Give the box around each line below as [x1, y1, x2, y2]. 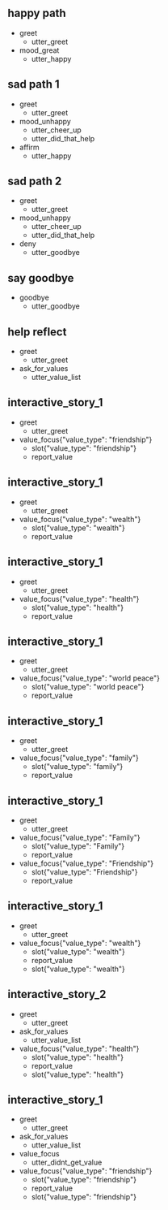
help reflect [7, 325, 67, 339]
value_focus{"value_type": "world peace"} [19, 673, 161, 683]
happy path [7, 6, 66, 20]
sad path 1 [7, 77, 60, 92]
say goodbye [7, 271, 74, 285]
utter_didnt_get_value [31, 1157, 103, 1168]
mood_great [19, 45, 60, 55]
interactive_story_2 [7, 987, 107, 1001]
